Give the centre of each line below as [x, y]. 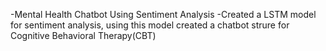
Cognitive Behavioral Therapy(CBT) [83, 35]
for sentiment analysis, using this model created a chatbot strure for [150, 25]
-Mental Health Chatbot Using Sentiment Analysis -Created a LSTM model [163, 14]
